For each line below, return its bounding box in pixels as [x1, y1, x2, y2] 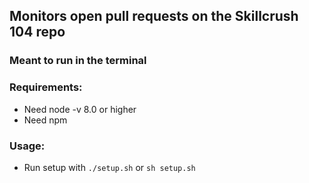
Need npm [23, 114, 68, 126]
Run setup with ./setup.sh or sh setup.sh [23, 161, 196, 173]
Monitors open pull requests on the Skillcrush [9, 8, 299, 25]
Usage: [9, 139, 46, 153]
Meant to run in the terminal [9, 54, 147, 68]
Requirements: [9, 80, 83, 94]
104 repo [9, 24, 66, 41]
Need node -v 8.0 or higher [23, 103, 137, 115]
